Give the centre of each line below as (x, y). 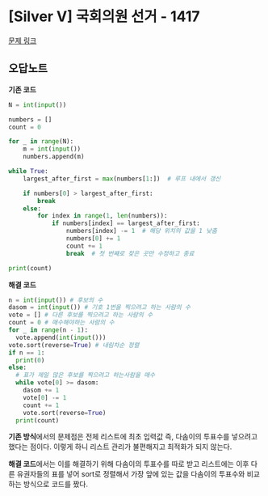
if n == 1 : (27, 353)
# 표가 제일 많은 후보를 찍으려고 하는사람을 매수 (86, 375)
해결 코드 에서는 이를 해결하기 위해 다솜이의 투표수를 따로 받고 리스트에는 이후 (129, 464)
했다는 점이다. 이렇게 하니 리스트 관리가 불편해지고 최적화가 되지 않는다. (120, 447)
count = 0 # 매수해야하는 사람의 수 (61, 323)
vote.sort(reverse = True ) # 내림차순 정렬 (74, 345)
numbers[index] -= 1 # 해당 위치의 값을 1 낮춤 (142, 231)
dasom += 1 (41, 390)
